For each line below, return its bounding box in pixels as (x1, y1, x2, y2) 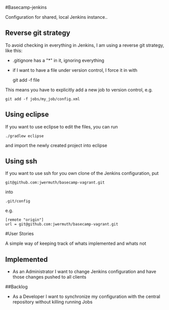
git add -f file (12, 77, 40, 83)
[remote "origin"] (5, 217, 44, 223)
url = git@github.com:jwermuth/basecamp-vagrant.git (5, 222, 119, 227)
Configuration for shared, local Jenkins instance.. (5, 14, 107, 20)
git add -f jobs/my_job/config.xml (5, 96, 80, 102)
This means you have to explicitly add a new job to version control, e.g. (5, 86, 153, 93)
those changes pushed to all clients (12, 274, 87, 280)
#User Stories (5, 231, 34, 237)
